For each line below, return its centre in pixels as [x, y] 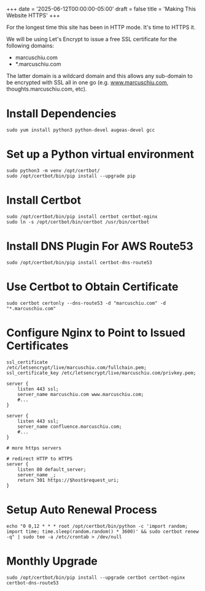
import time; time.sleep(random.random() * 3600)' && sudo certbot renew [103, 532]
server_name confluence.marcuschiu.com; [70, 426]
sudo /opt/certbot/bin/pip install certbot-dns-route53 [79, 262]
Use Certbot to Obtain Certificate [92, 287]
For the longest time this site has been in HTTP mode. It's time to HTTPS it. [101, 27]
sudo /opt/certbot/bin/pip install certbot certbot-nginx [82, 216]
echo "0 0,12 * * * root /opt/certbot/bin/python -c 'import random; [97, 526]
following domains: [30, 46]
